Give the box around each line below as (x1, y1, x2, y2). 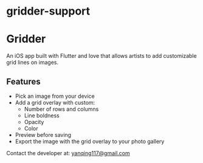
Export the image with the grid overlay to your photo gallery (15, 137, 165, 145)
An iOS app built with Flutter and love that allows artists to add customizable (6, 52, 197, 60)
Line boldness (24, 111, 60, 119)
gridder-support (6, 4, 91, 18)
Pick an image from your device (15, 92, 95, 100)
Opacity (24, 118, 44, 125)
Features (6, 76, 41, 86)
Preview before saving (15, 131, 72, 138)
